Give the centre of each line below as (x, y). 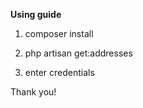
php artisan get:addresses (78, 53)
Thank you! (33, 92)
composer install (59, 33)
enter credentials (59, 72)
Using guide (36, 14)
